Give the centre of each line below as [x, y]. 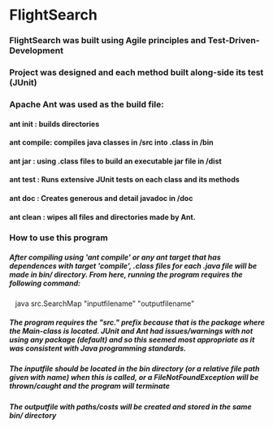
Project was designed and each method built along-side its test [136, 72]
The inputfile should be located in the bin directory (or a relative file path [134, 369]
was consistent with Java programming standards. [97, 348]
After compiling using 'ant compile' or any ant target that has [115, 257]
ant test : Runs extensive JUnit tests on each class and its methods [125, 180]
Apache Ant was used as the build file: [87, 104]
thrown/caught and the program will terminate [89, 386]
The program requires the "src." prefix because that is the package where [137, 322]
